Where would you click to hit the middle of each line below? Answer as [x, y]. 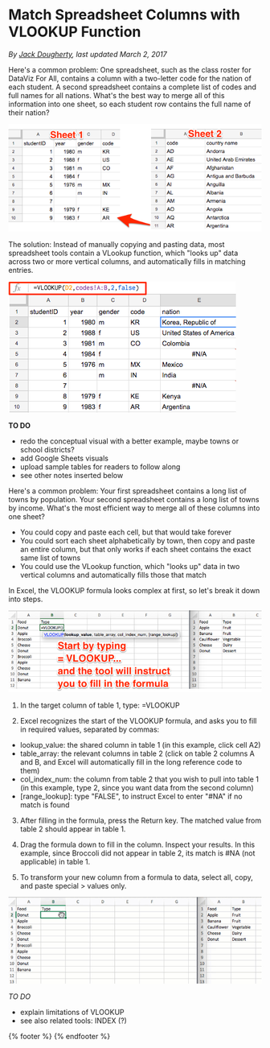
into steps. [26, 599]
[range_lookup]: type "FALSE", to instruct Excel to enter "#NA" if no [131, 796]
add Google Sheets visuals [64, 458]
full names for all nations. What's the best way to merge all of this [117, 95]
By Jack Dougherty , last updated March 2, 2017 [88, 54]
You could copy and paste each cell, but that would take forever [125, 532]
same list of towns [50, 558]
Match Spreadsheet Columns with [125, 15]
